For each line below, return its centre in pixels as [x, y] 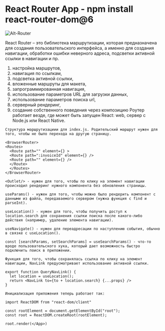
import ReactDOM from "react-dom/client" [48, 302]
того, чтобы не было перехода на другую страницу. [58, 134]
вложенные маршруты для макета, [49, 84]
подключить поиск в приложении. [38, 250]
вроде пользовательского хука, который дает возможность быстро [73, 246]
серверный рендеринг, [36, 105]
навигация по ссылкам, [37, 73]
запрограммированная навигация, [49, 89]
